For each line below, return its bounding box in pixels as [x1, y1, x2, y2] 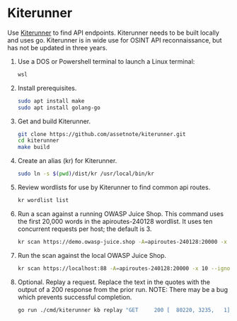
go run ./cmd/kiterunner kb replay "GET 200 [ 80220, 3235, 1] [17, 306, 231, 313]
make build [17, 144, 50, 151]
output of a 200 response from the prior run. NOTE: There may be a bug [17, 285, 229, 293]
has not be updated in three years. [7, 43, 108, 52]
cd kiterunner [17, 137, 59, 145]
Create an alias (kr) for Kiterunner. [17, 157, 117, 165]
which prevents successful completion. [17, 293, 132, 301]
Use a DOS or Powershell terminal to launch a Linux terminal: [17, 57, 195, 65]
